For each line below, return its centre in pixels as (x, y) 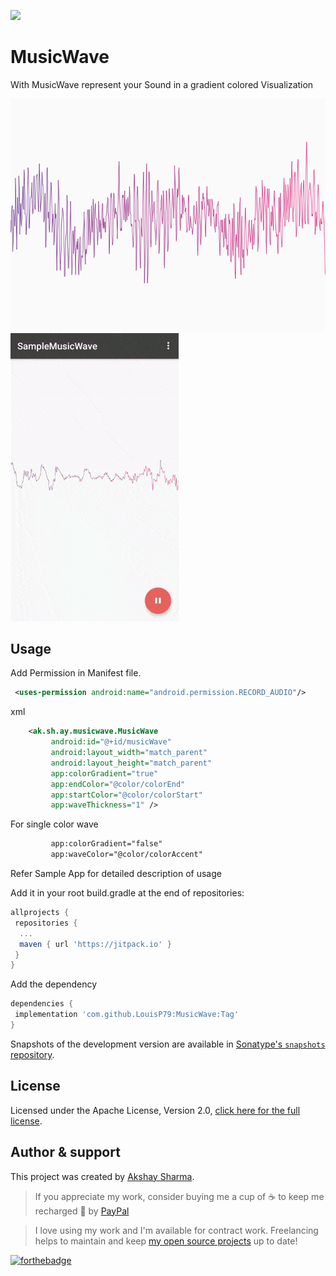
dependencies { (42, 1004)
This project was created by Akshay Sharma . (102, 1176)
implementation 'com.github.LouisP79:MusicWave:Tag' (127, 1015)
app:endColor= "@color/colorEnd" (118, 784)
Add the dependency (54, 984)
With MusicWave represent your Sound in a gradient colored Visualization (162, 84)
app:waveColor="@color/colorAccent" (126, 855)
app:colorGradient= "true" (104, 773)
